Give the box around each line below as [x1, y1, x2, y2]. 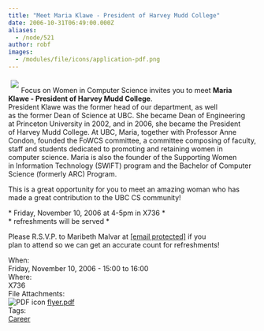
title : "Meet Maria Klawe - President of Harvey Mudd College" [8, 11, 221, 20]
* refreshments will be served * [8, 216, 110, 225]
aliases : [8, 26, 37, 34]
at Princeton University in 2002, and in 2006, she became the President [8, 119, 241, 128]
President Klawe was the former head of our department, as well [8, 102, 218, 111]
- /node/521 [15, 33, 55, 42]
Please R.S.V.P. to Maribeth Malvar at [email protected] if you [8, 232, 206, 241]
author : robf [8, 41, 51, 49]
